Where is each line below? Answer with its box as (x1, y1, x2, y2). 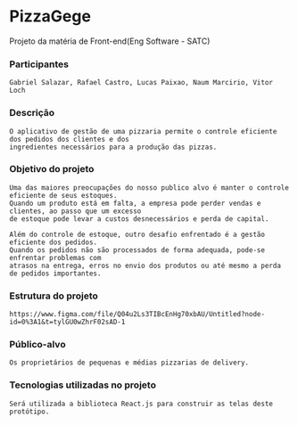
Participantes (9, 58, 70, 70)
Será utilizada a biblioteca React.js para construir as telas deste (9, 399, 274, 408)
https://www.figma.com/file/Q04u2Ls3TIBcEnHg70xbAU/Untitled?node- (9, 310, 266, 319)
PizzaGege (9, 6, 92, 27)
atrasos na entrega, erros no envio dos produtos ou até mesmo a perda (9, 261, 281, 270)
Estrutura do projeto (9, 290, 98, 302)
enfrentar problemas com (9, 253, 102, 262)
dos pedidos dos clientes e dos (9, 135, 129, 143)
